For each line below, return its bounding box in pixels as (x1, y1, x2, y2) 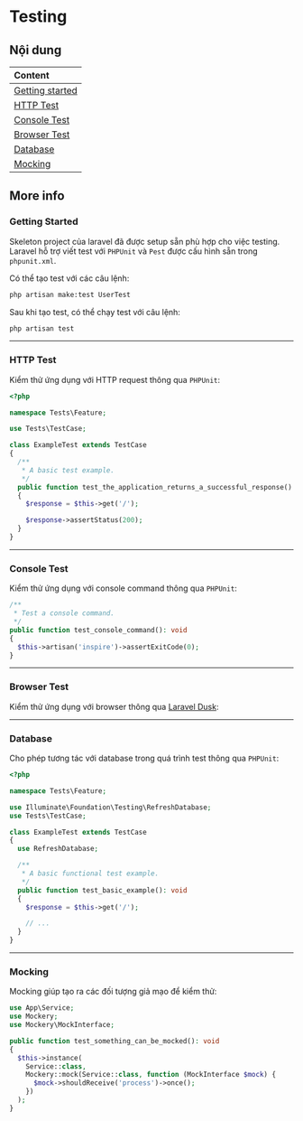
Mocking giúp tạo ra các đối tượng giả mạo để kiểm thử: (9, 986, 217, 997)
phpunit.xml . (9, 255, 57, 266)
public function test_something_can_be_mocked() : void (9, 1036, 220, 1045)
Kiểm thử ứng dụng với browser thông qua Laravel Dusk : (9, 701, 219, 712)
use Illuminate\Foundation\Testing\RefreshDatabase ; (9, 802, 212, 812)
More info (9, 188, 65, 204)
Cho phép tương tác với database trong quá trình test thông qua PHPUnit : (9, 752, 280, 763)
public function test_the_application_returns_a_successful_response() (17, 482, 293, 491)
